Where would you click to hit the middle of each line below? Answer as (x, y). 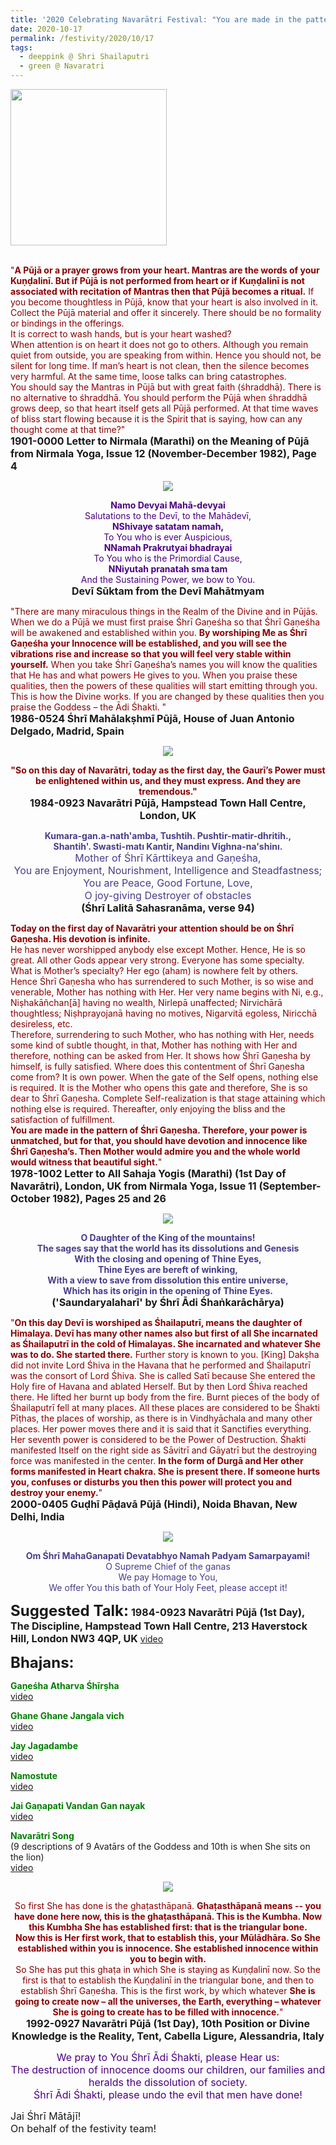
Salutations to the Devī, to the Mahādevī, (168, 515)
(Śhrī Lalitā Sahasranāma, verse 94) (168, 908)
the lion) (27, 1857)
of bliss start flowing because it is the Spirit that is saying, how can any (156, 419)
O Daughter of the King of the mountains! (168, 1237)
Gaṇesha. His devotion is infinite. (80, 939)
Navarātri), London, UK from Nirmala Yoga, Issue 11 (133, 1186)
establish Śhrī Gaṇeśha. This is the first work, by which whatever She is (168, 1990)
